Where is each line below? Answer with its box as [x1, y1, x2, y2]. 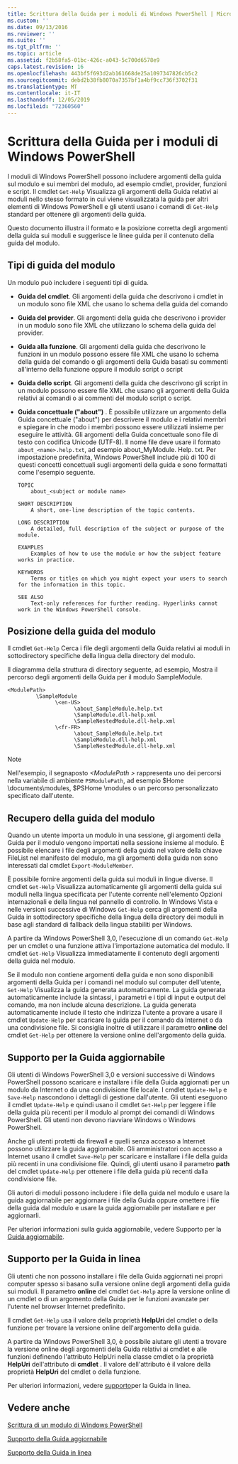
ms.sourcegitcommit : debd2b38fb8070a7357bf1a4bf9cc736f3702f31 [7, 76, 198, 84]
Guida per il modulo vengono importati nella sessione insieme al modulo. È [7, 839, 225, 847]
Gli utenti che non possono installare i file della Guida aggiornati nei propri [7, 1271, 223, 1280]
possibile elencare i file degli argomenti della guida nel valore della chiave [7, 846, 222, 855]
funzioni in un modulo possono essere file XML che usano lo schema [17, 350, 220, 358]
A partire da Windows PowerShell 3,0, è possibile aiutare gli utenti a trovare [7, 1337, 227, 1345]
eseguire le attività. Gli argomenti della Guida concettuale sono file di [17, 430, 219, 438]
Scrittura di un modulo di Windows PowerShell [7, 1421, 143, 1429]
